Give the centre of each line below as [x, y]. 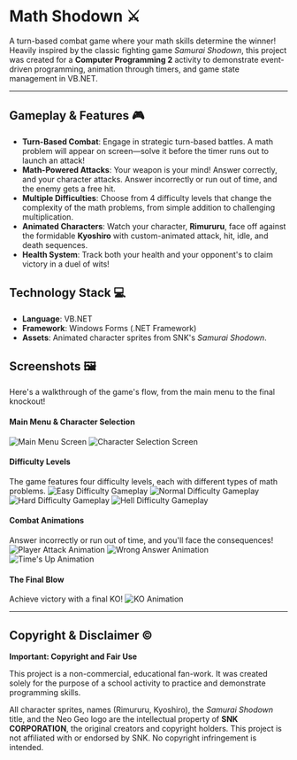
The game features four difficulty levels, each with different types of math [144, 481]
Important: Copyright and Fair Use [73, 656]
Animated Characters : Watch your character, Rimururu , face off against [154, 226]
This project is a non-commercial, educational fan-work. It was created [138, 674]
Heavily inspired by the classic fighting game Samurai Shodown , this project [148, 50]
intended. [27, 747]
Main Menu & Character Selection [72, 422]
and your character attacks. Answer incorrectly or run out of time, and [149, 179]
